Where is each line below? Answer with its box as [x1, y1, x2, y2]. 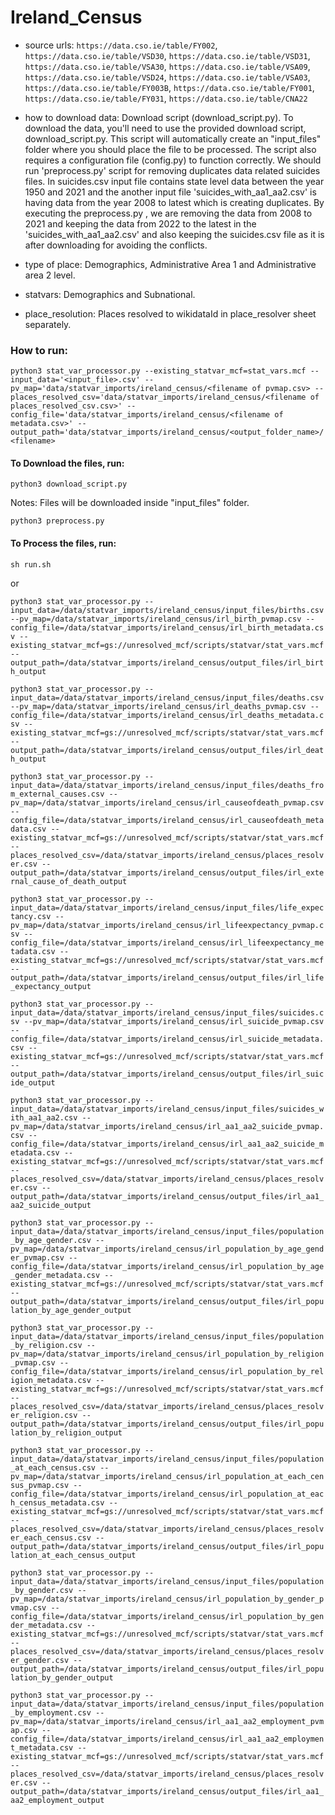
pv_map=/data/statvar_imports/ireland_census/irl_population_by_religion [10, 1349, 325, 1359]
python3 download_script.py [10, 479, 128, 490]
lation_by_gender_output [10, 1672, 114, 1683]
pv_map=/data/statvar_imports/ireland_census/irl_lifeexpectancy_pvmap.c [10, 920, 325, 930]
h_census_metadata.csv [10, 1497, 105, 1508]
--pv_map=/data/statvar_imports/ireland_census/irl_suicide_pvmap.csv [23, 1016, 325, 1026]
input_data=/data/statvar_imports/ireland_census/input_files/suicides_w [10, 1104, 325, 1114]
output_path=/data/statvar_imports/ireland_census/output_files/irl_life [10, 972, 325, 983]
